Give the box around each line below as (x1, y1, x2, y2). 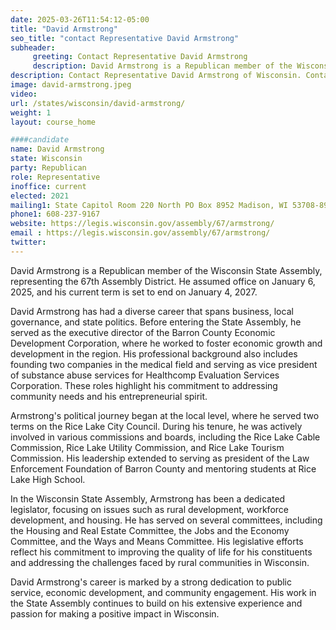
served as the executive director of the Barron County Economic (10, 326, 276, 338)
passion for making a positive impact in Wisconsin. (10, 607, 220, 620)
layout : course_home (10, 117, 97, 127)
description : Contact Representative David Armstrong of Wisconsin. (10, 71, 302, 81)
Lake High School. (10, 473, 86, 485)
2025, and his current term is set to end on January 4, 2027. (10, 286, 258, 298)
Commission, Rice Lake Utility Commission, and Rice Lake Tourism (10, 441, 285, 453)
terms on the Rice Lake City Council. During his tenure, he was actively (10, 420, 303, 432)
